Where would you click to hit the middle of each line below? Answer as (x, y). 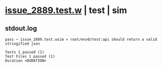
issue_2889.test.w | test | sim (66, 10)
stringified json (23, 44)
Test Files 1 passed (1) (30, 56)
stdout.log (21, 28)
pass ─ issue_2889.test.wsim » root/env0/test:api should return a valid (81, 39)
